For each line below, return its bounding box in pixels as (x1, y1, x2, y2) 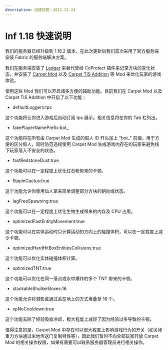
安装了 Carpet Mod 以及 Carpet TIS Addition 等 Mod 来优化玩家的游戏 (18, 71, 161, 77)
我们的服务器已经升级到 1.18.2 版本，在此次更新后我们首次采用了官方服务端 (5, 48, 159, 54)
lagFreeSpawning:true (12, 198, 58, 204)
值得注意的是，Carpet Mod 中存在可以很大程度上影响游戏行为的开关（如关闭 (5, 326, 162, 332)
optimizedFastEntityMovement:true (12, 218, 85, 224)
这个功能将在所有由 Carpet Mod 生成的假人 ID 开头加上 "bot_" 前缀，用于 (5, 134, 155, 140)
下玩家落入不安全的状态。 (5, 147, 58, 153)
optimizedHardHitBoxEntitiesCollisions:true (12, 244, 101, 250)
